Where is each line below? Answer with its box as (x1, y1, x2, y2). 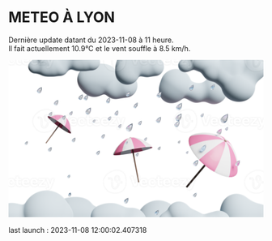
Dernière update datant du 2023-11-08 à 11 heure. (8, 35, 174, 45)
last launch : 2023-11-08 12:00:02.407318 (8, 226, 147, 235)
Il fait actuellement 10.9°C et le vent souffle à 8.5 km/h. (8, 43, 191, 53)
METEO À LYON (8, 8, 116, 27)
